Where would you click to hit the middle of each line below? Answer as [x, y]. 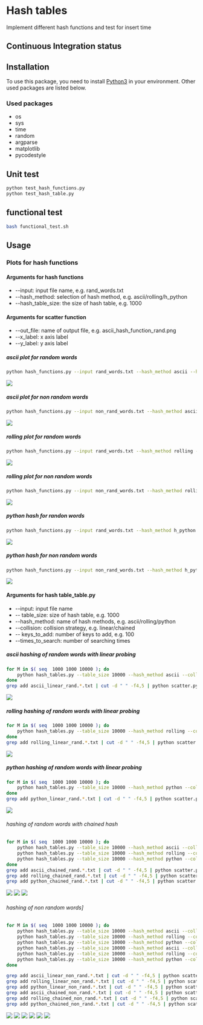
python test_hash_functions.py [46, 188]
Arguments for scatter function [46, 317]
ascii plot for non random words [47, 397]
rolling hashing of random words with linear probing [73, 711]
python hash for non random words [52, 555]
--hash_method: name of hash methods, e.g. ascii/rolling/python [95, 621]
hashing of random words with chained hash [62, 824]
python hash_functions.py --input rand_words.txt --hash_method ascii [97, 372]
